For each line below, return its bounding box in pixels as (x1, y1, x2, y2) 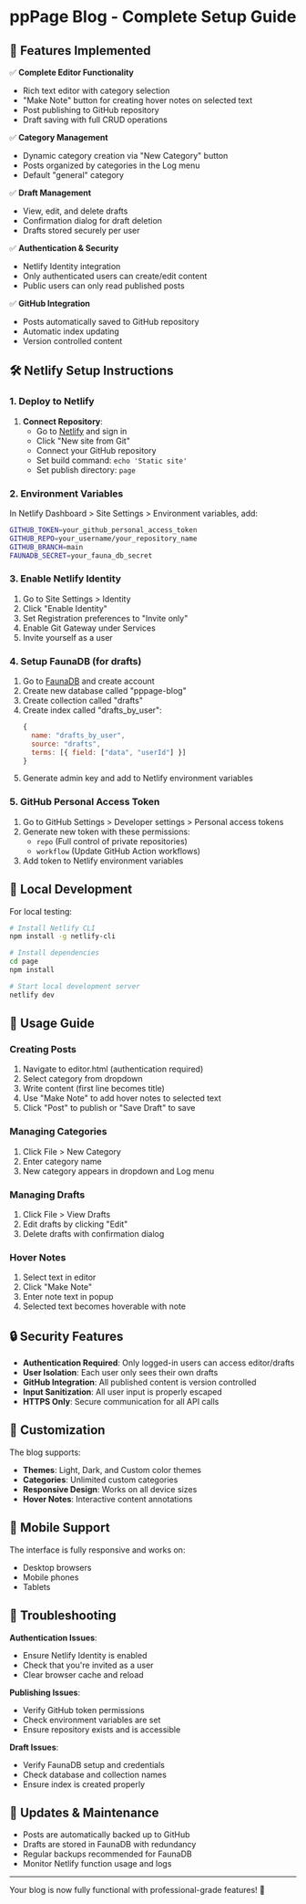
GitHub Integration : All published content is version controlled (22, 1376, 257, 1388)
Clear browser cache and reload (22, 1669, 144, 1680)
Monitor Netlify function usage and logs (22, 1858, 172, 1869)
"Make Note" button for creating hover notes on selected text (22, 95, 253, 106)
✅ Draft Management (9, 187, 92, 198)
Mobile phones (22, 1572, 79, 1583)
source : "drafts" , (31, 739, 101, 748)
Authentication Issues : (9, 1632, 97, 1643)
